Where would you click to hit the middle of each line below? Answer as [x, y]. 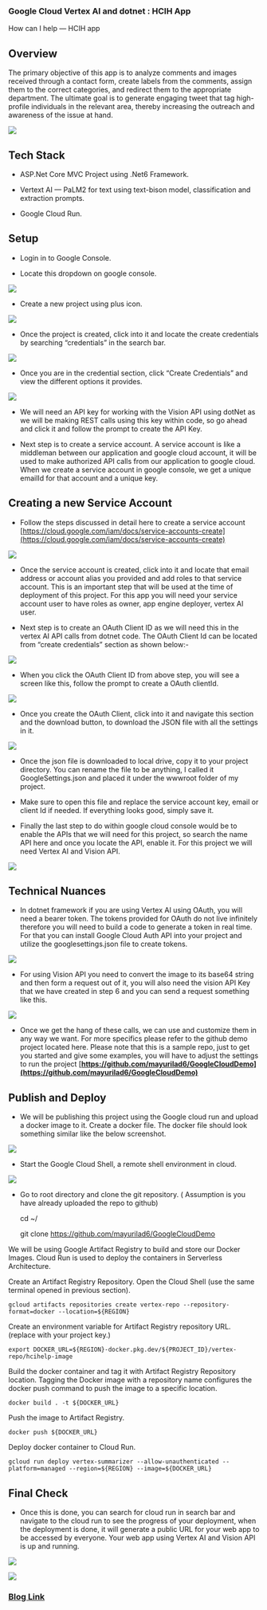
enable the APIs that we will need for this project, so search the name [134, 834]
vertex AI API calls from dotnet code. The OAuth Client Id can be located [138, 636]
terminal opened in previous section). [69, 1290]
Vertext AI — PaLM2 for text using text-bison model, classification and [135, 190]
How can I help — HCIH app [54, 29]
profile [19, 107]
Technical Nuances [57, 891]
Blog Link [27, 1596]
